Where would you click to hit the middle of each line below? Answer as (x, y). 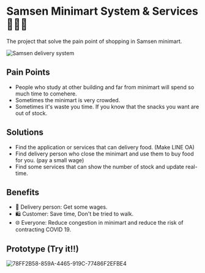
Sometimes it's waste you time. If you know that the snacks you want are (107, 107)
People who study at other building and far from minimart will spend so (105, 87)
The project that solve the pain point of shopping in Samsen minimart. (94, 41)
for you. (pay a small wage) (50, 160)
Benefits (23, 192)
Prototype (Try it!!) (43, 249)
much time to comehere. (46, 94)
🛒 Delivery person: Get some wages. (61, 207)
